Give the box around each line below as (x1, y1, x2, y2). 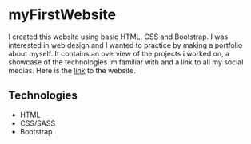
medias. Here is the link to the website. (8, 65, 136, 75)
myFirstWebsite (8, 6, 117, 24)
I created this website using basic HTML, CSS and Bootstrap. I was (8, 32, 229, 41)
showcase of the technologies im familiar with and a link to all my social (8, 57, 244, 67)
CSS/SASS (19, 118, 56, 128)
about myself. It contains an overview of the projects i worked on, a (8, 49, 230, 58)
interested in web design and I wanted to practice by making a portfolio (8, 40, 243, 49)
